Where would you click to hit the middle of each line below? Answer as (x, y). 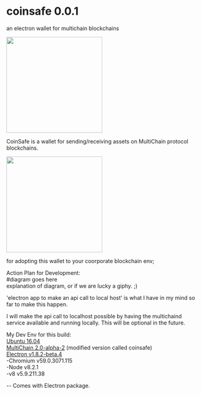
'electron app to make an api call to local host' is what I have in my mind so (101, 297)
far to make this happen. (37, 304)
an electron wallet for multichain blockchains (63, 28)
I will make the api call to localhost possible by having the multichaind (94, 316)
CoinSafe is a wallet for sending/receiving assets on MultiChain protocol (97, 141)
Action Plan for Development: (44, 273)
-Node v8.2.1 (22, 367)
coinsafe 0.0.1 (43, 11)
